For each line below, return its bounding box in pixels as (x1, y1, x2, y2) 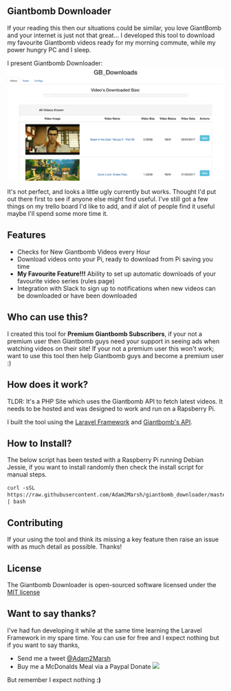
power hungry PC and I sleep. (7, 45, 91, 54)
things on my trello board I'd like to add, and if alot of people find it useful (7, 202, 215, 210)
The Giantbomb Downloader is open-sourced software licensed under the (7, 580, 217, 589)
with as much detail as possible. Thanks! (7, 542, 122, 551)
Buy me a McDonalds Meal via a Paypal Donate (16, 662, 151, 670)
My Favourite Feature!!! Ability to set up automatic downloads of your (16, 270, 217, 278)
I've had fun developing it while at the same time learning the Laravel (7, 626, 202, 635)
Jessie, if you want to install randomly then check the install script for (7, 463, 204, 472)
